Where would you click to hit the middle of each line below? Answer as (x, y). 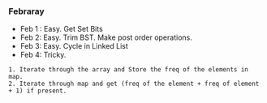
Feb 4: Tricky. (43, 55)
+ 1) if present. (38, 91)
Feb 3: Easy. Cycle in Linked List (74, 46)
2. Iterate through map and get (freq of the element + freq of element (134, 84)
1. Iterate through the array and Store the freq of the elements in (129, 70)
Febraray (26, 11)
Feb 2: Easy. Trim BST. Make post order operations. (106, 37)
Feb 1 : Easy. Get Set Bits (61, 29)
